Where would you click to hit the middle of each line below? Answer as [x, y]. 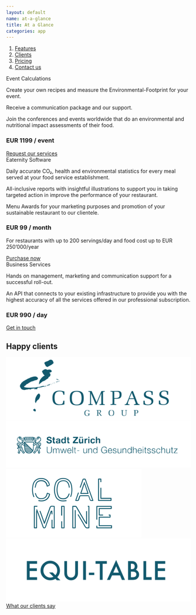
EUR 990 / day [27, 315]
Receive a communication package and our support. [70, 108]
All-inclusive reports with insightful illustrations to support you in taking [92, 189]
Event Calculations [28, 79]
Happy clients [32, 346]
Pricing [23, 61]
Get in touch [21, 328]
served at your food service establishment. [58, 177]
